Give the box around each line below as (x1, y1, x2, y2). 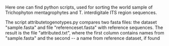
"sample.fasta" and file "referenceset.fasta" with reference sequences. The (5, 24, 163, 30)
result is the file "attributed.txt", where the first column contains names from (5, 30, 164, 35)
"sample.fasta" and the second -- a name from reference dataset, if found (5, 35, 160, 41)
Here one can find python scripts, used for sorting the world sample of (5, 4, 153, 10)
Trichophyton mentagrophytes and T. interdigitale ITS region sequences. (5, 9, 157, 15)
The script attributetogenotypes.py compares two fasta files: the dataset (5, 19, 157, 25)
